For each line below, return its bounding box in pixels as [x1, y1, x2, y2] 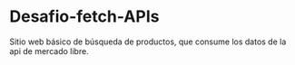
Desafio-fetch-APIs [9, 6, 160, 27]
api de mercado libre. [9, 45, 89, 56]
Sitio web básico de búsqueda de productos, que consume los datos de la [9, 36, 287, 47]
